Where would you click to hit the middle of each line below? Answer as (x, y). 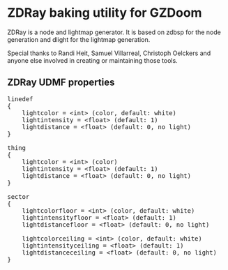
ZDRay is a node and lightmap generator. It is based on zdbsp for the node (114, 32)
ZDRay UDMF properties (61, 83)
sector (18, 196)
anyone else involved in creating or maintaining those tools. (92, 60)
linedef (20, 99)
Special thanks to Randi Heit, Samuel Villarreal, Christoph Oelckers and (109, 53)
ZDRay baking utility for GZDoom (105, 13)
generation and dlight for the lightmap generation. (79, 39)
